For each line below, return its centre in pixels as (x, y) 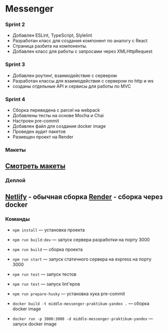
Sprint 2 (15, 25)
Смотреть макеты (35, 166)
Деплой (16, 181)
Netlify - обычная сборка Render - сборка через (84, 197)
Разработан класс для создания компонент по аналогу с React (80, 41)
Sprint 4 (15, 99)
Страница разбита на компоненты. (50, 46)
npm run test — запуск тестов (44, 274)
